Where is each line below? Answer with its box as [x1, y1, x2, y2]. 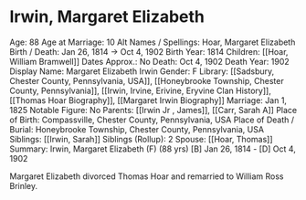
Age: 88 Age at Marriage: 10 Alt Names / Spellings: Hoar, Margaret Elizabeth [9, 37, 296, 47]
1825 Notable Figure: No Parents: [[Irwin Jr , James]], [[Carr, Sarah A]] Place [9, 104, 298, 115]
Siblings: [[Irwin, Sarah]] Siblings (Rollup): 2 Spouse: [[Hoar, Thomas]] [9, 133, 273, 144]
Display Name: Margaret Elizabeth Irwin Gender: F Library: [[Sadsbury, [9, 66, 275, 77]
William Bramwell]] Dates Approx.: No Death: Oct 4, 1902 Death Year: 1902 [9, 56, 290, 67]
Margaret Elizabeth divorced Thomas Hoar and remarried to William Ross [9, 171, 284, 182]
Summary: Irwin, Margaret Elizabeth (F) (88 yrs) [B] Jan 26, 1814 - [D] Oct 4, [9, 143, 297, 154]
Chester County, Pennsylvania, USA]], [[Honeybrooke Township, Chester [9, 75, 285, 86]
